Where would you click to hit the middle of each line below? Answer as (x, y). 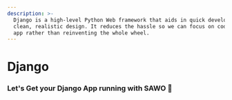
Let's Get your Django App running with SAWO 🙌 (90, 88)
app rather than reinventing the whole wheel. (81, 33)
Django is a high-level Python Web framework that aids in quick (109, 20)
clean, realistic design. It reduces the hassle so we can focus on (114, 26)
